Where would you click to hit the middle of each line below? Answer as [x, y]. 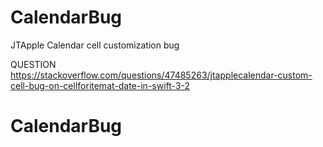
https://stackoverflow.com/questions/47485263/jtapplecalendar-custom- [161, 75]
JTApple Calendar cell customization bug [95, 45]
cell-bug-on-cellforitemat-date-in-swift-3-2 [100, 85]
